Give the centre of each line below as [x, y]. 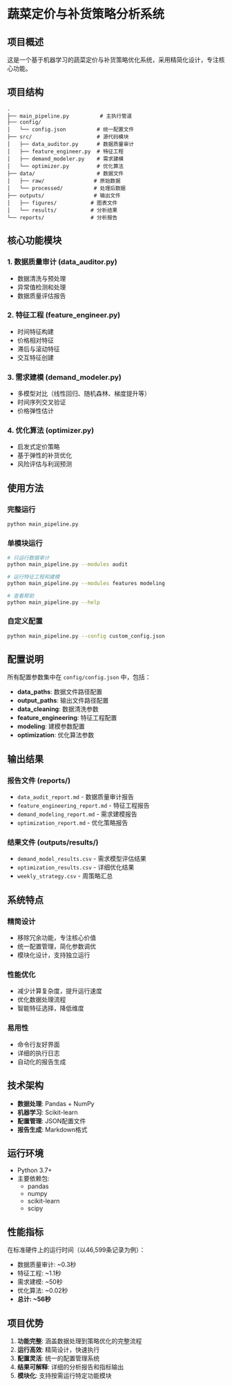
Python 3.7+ [35, 1170]
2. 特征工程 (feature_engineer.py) [64, 315]
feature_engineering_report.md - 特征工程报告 [83, 806]
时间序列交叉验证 [41, 403]
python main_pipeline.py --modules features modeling [86, 583]
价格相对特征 [35, 340]
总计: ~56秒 [34, 1299]
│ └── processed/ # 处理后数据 [67, 188]
